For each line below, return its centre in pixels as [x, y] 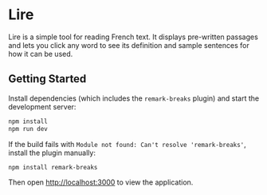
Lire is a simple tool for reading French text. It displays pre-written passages [133, 37]
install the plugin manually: [52, 153]
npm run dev [28, 129]
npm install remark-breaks [53, 167]
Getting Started [47, 79]
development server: [42, 106]
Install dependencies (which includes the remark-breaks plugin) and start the [134, 98]
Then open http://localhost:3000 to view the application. [101, 182]
